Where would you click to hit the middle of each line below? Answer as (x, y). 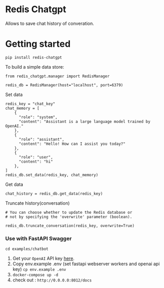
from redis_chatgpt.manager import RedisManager (57, 76)
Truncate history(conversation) (37, 203)
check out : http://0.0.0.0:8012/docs (52, 280)
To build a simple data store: (35, 67)
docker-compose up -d (35, 275)
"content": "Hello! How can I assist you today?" (72, 144)
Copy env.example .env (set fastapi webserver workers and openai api (86, 264)
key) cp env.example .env (39, 269)
